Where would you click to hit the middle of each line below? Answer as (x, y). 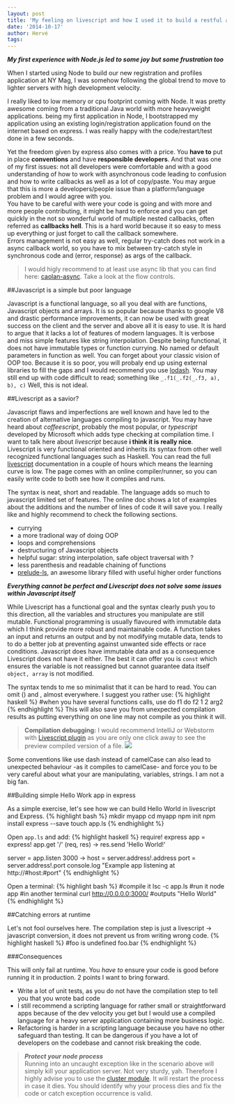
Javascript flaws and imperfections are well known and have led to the (109, 412)
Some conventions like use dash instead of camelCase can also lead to (109, 759)
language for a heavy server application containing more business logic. (121, 1021)
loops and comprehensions (56, 543)
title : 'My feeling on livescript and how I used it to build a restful (115, 20)
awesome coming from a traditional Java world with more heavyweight (109, 109)
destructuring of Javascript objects (68, 550)
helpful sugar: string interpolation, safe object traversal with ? (105, 558)
